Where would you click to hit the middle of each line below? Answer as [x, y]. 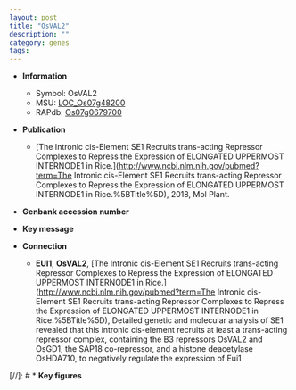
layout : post [33, 17]
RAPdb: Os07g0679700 [78, 112]
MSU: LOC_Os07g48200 [80, 103]
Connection [44, 246]
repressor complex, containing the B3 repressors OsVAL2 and [149, 339]
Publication [44, 129]
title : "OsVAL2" [39, 26]
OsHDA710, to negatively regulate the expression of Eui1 [139, 359]
